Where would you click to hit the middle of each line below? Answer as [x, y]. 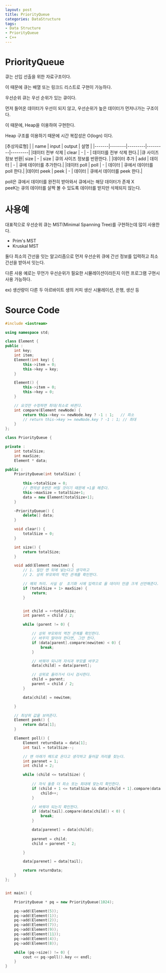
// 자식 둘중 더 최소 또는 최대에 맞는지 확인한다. [76, 784]
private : [15, 447]
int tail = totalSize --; [49, 747]
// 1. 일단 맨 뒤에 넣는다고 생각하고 [56, 570]
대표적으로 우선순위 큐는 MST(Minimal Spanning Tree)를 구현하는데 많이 [76, 224]
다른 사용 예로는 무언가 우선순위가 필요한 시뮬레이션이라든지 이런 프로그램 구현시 [83, 273]
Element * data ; [31, 461]
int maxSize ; [28, 456]
